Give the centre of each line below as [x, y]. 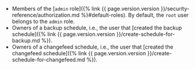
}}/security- [175, 9]
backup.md [26, 40]
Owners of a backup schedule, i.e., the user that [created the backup [97, 28]
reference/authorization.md [45, 15]
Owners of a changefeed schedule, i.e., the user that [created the [92, 47]
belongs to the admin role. [43, 21]
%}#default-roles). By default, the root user [135, 15]
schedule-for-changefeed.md [48, 60]
